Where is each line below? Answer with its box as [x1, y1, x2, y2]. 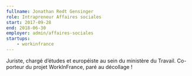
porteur [6, 63, 25, 70]
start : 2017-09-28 [6, 19, 51, 25]
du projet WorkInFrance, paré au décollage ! [25, 63, 133, 70]
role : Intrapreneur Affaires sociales [6, 14, 102, 20]
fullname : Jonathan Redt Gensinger [6, 8, 94, 15]
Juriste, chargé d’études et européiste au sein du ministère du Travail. [6, 57, 176, 64]
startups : [6, 36, 31, 42]
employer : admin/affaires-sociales [6, 30, 94, 36]
